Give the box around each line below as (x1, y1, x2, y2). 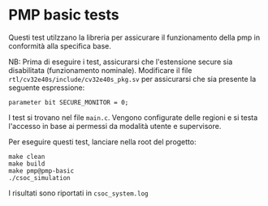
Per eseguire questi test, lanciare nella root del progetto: (8, 136, 197, 147)
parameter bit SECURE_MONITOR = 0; (8, 98, 129, 106)
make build (8, 160, 45, 168)
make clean (8, 152, 45, 161)
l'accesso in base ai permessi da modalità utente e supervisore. (8, 121, 222, 131)
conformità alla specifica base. (8, 41, 112, 50)
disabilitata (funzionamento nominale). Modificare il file (8, 65, 192, 75)
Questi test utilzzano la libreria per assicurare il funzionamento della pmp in (8, 32, 261, 42)
